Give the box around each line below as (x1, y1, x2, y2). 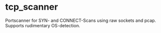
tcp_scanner (5, 1, 58, 13)
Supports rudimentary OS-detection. (5, 22, 81, 28)
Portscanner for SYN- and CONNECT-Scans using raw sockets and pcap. (5, 17, 156, 23)
